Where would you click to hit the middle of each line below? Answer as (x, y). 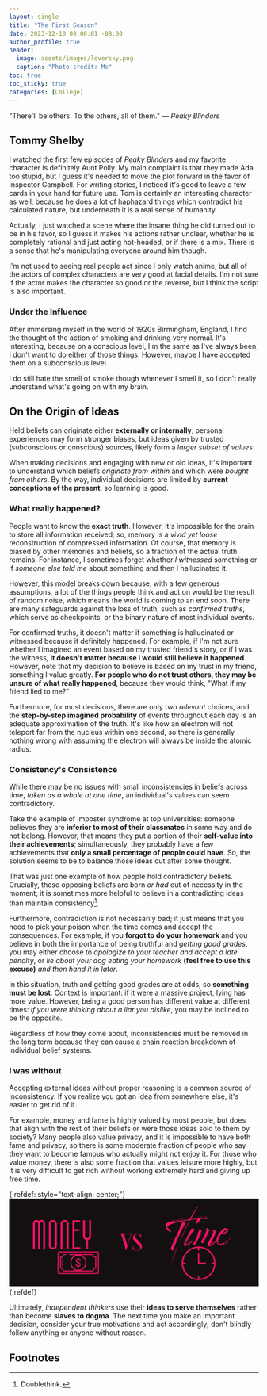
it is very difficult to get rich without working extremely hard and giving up (130, 1170)
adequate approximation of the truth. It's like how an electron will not (121, 723)
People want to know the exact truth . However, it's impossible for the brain (132, 526)
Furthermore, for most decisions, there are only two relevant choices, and (129, 706)
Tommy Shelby (47, 140)
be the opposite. (36, 1018)
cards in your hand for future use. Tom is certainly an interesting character (130, 193)
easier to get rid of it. (43, 1104)
